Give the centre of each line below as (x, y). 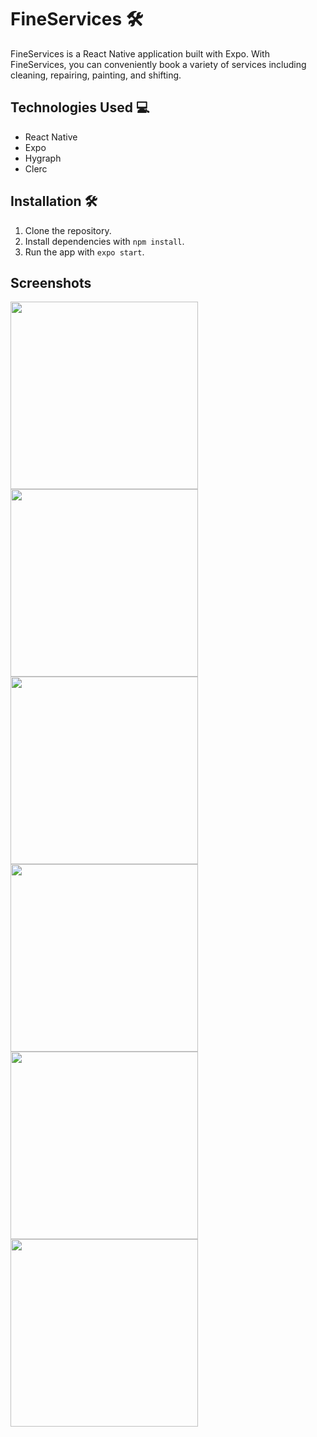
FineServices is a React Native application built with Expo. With (140, 53)
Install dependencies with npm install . (104, 241)
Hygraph (43, 158)
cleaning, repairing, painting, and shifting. (96, 75)
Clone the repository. (68, 230)
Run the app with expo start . (84, 252)
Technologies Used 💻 (80, 107)
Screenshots (51, 282)
